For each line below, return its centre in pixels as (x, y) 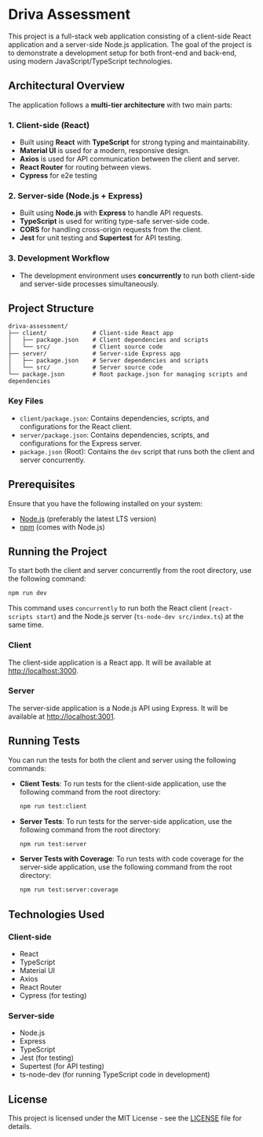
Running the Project (58, 551)
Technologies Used (56, 915)
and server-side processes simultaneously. (89, 283)
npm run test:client (53, 806)
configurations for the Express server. (81, 443)
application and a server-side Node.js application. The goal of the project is (130, 44)
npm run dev (27, 593)
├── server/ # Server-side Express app (94, 354)
